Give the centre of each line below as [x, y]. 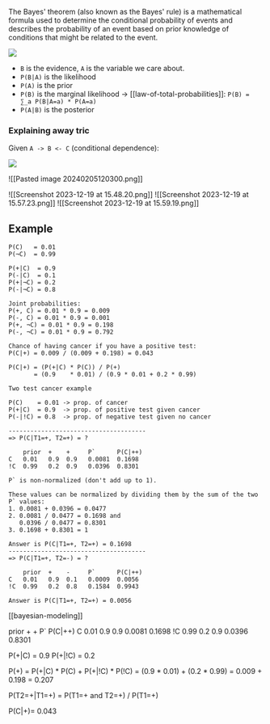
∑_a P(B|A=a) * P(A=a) [58, 102]
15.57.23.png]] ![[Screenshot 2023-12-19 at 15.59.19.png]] [104, 203]
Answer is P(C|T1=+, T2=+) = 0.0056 [70, 601]
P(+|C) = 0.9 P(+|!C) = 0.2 [52, 656]
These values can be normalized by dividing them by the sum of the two [133, 495]
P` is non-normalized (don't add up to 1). [83, 481]
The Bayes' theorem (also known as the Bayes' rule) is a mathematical [125, 12]
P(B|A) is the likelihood [58, 77]
